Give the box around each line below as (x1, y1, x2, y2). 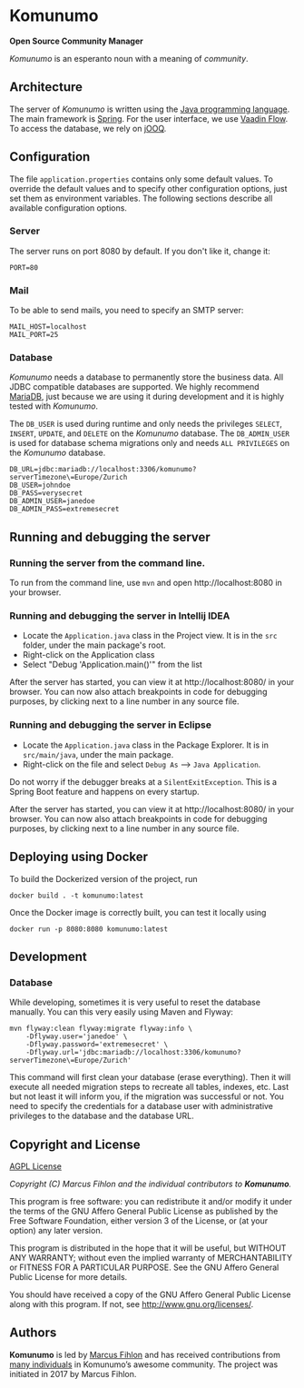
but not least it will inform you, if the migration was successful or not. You (9, 1091, 284, 1102)
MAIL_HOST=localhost (9, 322, 88, 332)
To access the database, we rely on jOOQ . (9, 123, 167, 134)
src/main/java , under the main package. (22, 749, 174, 759)
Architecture (9, 79, 83, 95)
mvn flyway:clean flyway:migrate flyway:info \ (9, 1024, 193, 1034)
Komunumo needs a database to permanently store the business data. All (9, 372, 284, 382)
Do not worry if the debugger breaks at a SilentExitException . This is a (9, 776, 278, 787)
